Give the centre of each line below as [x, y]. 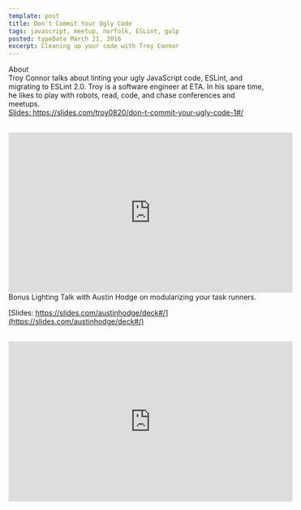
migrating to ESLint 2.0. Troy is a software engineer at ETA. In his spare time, [136, 87]
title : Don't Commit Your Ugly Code [70, 24]
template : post [34, 16]
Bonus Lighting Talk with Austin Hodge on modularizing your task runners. [133, 297]
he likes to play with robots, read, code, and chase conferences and [122, 95]
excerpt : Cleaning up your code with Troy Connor [94, 46]
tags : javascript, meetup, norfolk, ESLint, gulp [94, 31]
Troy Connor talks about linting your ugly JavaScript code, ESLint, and [126, 78]
